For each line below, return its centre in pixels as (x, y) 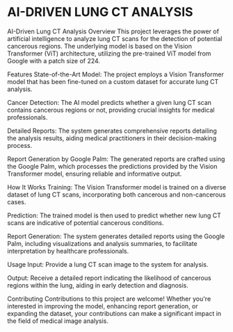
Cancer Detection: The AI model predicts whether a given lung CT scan (110, 102)
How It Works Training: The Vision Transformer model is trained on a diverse (117, 187)
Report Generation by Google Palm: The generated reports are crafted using (116, 159)
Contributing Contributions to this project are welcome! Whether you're (109, 299)
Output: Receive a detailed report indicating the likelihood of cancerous (109, 278)
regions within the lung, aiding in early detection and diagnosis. (98, 285)
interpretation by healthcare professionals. (68, 251)
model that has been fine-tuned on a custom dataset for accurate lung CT (113, 81)
